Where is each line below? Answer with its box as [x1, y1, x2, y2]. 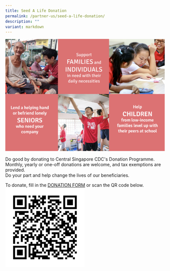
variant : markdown [5, 24, 44, 29]
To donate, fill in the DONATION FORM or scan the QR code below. [5, 182, 144, 188]
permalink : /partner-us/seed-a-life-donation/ [5, 13, 105, 19]
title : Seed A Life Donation [5, 8, 67, 13]
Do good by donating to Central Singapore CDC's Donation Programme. [5, 156, 155, 162]
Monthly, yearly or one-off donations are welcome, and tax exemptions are [5, 162, 161, 168]
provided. [5, 167, 25, 173]
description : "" [5, 19, 39, 24]
